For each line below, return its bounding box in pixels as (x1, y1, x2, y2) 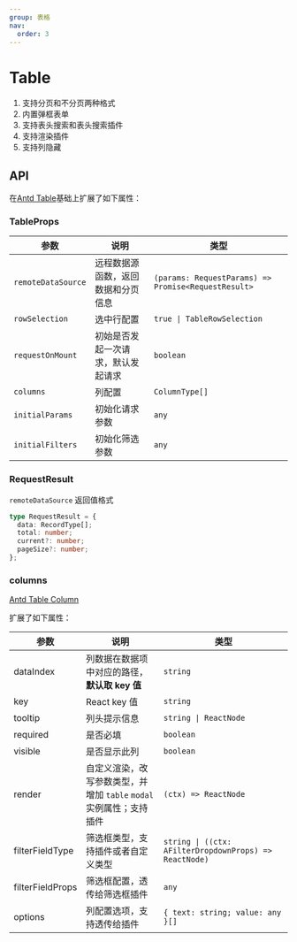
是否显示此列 (85, 746, 140, 758)
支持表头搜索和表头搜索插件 (21, 120, 124, 131)
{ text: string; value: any (163, 908, 282, 918)
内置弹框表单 (21, 109, 69, 119)
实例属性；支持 (85, 802, 148, 815)
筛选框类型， (85, 832, 140, 845)
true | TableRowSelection (153, 314, 263, 324)
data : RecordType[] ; (17, 520, 93, 529)
